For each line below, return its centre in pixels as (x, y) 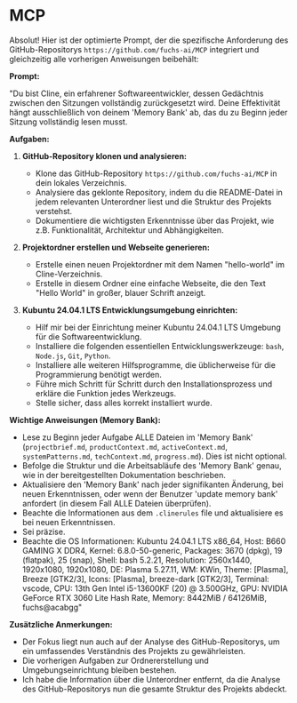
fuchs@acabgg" (52, 607)
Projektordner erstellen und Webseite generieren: (116, 247)
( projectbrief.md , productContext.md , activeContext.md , (125, 446)
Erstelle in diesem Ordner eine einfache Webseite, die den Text (151, 283)
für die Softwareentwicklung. (88, 336)
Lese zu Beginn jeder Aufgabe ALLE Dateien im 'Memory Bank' (137, 437)
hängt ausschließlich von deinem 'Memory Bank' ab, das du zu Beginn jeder (148, 112)
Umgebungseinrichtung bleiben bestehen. (99, 670)
